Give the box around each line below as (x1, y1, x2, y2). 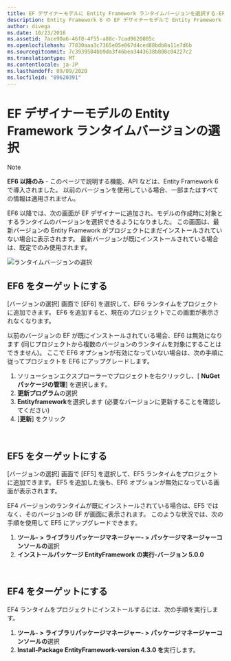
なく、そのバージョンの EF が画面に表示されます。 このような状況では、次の (7, 510, 223, 518)
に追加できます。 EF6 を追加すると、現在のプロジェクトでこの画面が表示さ (7, 309, 220, 317)
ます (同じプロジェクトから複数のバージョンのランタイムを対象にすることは (7, 340, 222, 348)
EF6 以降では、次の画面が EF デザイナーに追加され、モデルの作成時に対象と (7, 209, 223, 217)
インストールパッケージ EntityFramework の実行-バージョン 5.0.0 (16, 550, 204, 559)
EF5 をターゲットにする (7, 450, 108, 462)
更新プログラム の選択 (16, 389, 78, 397)
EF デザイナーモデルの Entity (7, 106, 170, 121)
